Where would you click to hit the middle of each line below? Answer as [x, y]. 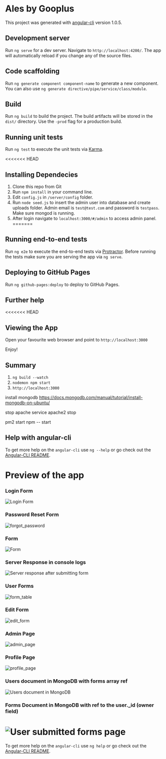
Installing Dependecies [41, 174]
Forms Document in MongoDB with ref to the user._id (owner [80, 705]
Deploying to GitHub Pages [48, 272]
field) [12, 711]
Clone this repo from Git [37, 187]
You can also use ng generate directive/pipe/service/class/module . [76, 88]
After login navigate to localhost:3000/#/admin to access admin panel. [84, 218]
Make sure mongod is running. [44, 213]
